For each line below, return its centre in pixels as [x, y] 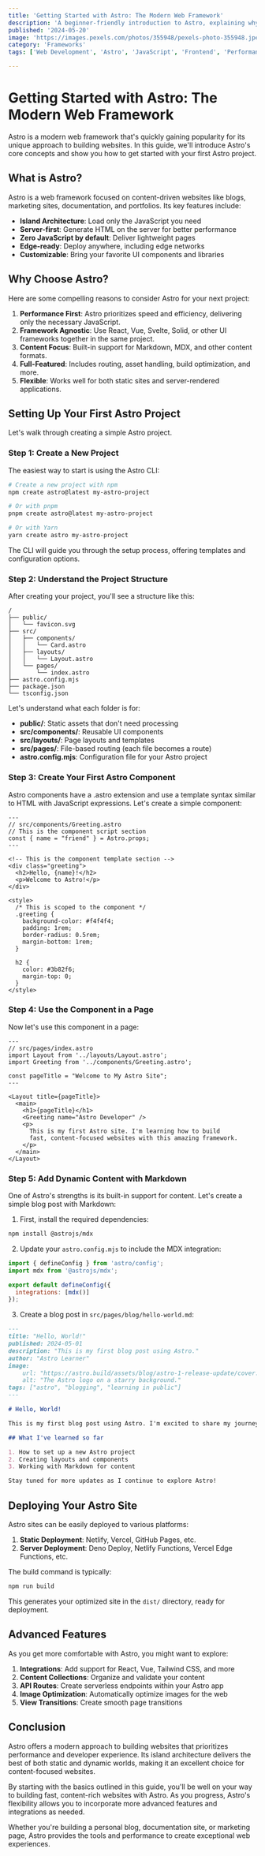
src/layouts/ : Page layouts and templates [87, 740]
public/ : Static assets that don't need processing [99, 723]
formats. [33, 355]
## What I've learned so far [56, 1438]
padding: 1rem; [47, 928]
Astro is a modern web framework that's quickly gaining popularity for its [127, 136]
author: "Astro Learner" [49, 1358]
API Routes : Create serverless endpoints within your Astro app [121, 1686]
